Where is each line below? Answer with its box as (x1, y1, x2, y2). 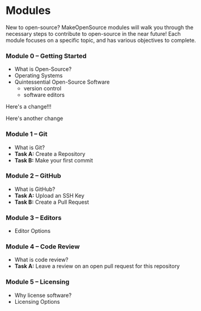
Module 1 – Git (5, 130, 48, 138)
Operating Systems (14, 72, 63, 79)
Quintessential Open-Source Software (14, 78, 110, 85)
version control (23, 85, 62, 92)
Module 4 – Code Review (5, 242, 80, 251)
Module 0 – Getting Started (5, 52, 87, 60)
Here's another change (5, 115, 63, 122)
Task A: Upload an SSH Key (14, 192, 84, 199)
